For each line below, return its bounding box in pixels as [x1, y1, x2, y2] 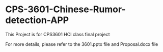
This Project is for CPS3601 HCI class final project [5, 31, 110, 37]
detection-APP [5, 14, 69, 26]
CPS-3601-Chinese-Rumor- [5, 4, 126, 15]
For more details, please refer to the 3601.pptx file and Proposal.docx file [5, 41, 158, 47]
